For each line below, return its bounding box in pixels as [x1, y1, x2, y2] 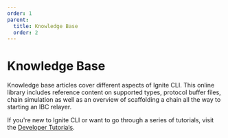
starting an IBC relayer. [7, 103, 72, 111]
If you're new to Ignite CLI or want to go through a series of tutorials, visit [7, 116, 214, 124]
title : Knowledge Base [13, 23, 78, 29]
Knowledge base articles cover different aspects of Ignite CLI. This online [7, 81, 215, 89]
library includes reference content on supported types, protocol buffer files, [7, 88, 221, 96]
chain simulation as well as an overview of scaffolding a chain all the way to [7, 96, 221, 104]
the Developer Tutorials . [7, 124, 76, 132]
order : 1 [7, 10, 32, 17]
